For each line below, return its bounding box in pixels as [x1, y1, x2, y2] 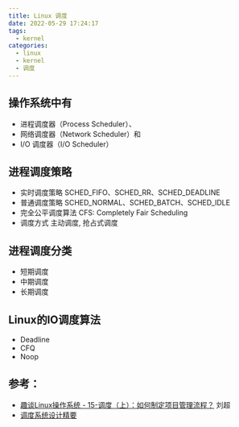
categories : [8, 42, 48, 50]
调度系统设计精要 [19, 410, 77, 420]
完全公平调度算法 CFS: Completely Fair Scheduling [19, 208, 188, 218]
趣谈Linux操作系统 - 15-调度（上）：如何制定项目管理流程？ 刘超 [19, 400, 231, 409]
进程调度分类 [8, 243, 72, 258]
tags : [8, 27, 27, 35]
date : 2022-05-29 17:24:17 [8, 19, 99, 27]
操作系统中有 [8, 96, 72, 110]
